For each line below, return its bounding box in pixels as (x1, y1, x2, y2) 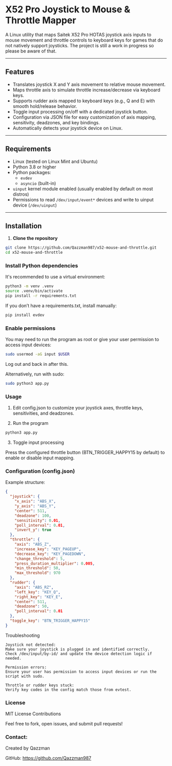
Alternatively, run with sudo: (5, 371, 64, 377)
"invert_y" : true (14, 528, 52, 533)
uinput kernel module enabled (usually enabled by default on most (12, 185, 154, 192)
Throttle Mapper (5, 14, 76, 26)
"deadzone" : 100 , (14, 513, 52, 518)
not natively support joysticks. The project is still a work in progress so (5, 42, 154, 48)
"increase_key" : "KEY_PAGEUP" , (14, 546, 81, 552)
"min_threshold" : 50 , (14, 566, 60, 571)
